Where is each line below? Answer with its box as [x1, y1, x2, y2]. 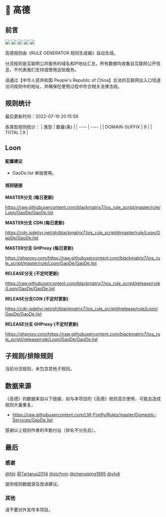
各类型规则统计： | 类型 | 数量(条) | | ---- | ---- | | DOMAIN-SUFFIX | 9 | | [5, 124, 152, 130]
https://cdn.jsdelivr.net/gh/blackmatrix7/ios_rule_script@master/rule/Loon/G [5, 230, 161, 235]
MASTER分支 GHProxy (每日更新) [5, 245, 74, 251]
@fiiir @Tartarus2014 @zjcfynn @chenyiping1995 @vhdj [5, 470, 120, 476]
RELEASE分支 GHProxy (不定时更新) [5, 321, 79, 327]
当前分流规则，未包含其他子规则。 [5, 366, 75, 372]
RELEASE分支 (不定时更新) [5, 270, 59, 276]
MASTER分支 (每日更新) [5, 194, 54, 200]
